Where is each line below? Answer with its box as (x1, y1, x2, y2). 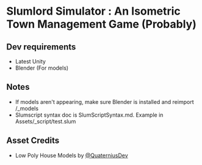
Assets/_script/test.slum (15, 117, 76, 125)
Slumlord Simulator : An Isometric (6, 4, 181, 18)
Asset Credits (6, 136, 60, 146)
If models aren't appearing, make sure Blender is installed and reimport (15, 98, 194, 105)
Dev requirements (6, 42, 76, 52)
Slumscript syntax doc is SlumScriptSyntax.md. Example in (15, 111, 164, 119)
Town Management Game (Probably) (6, 17, 197, 31)
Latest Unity (15, 58, 46, 65)
